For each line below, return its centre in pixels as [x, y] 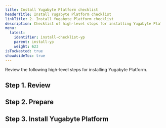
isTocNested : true [24, 51]
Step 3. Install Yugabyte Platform [57, 119]
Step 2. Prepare [29, 102]
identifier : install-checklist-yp [49, 38]
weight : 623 [26, 46]
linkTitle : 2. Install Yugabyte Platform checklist [59, 19]
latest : [18, 33]
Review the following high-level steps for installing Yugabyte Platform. [76, 70]
